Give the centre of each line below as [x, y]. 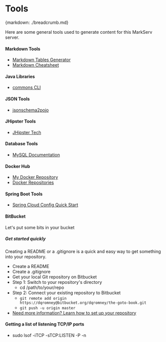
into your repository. [26, 256]
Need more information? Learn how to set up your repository [74, 313]
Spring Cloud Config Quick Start [45, 205]
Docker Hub [18, 166]
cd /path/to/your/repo [42, 287]
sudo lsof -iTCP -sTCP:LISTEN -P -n [49, 335]
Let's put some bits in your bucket [40, 227]
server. [12, 37]
